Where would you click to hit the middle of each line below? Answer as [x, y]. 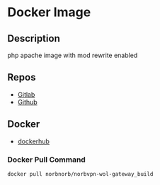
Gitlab [26, 94]
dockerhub [33, 141]
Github [27, 102]
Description [34, 38]
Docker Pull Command [47, 160]
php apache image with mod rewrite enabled [73, 55]
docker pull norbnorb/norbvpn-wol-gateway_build [80, 174]
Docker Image [49, 12]
